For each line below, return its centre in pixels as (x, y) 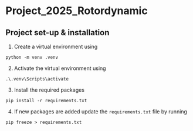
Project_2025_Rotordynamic (77, 11)
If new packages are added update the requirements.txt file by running (100, 112)
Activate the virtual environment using (60, 68)
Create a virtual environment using (56, 46)
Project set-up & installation (57, 33)
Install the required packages (49, 90)
